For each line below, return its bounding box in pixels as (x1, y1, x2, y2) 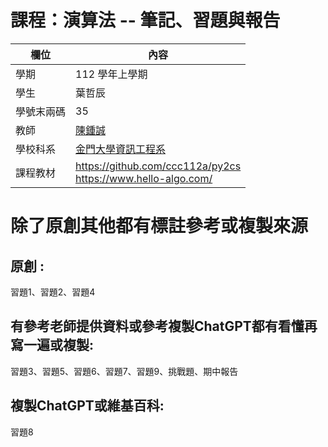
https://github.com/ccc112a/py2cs (75, 159, 242, 173)
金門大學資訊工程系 (75, 142, 167, 156)
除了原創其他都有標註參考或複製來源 (10, 215, 309, 238)
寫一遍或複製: (10, 337, 95, 354)
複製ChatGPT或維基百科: (10, 397, 165, 415)
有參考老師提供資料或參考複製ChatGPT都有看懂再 (10, 318, 318, 335)
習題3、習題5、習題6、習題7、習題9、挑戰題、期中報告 (10, 365, 239, 377)
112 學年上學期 (75, 67, 148, 81)
